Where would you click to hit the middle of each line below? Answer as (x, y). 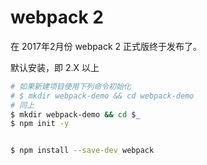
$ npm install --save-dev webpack (82, 151)
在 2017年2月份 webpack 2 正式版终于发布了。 (106, 46)
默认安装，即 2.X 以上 (55, 67)
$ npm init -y (40, 124)
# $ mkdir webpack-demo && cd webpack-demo (102, 96)
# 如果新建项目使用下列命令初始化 (71, 86)
